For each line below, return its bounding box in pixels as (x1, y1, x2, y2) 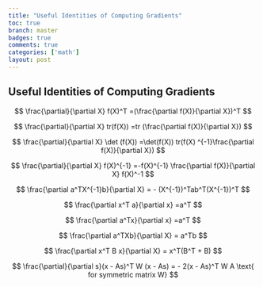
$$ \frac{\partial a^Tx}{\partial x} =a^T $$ (64, 215, 202, 224)
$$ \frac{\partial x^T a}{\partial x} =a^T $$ (63, 200, 203, 209)
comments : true (8, 41, 59, 49)
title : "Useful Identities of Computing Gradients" (8, 11, 182, 20)
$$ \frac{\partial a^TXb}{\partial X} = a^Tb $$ (59, 231, 208, 240)
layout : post (8, 56, 51, 64)
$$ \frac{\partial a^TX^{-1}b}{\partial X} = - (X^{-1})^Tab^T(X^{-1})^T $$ (15, 184, 251, 194)
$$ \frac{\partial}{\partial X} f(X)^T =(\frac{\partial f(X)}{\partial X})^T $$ (14, 106, 252, 116)
